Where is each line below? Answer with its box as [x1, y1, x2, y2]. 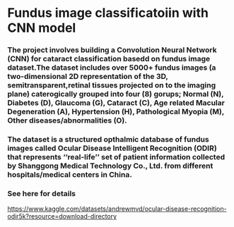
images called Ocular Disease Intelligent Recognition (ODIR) [7, 143, 217, 153]
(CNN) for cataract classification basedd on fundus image [7, 54, 211, 64]
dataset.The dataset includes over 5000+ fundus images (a [7, 63, 216, 73]
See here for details [7, 188, 76, 198]
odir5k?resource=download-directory [7, 212, 117, 221]
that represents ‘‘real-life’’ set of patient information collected [7, 152, 225, 162]
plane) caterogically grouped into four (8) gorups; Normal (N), [7, 90, 224, 99]
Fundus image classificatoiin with [7, 5, 209, 21]
